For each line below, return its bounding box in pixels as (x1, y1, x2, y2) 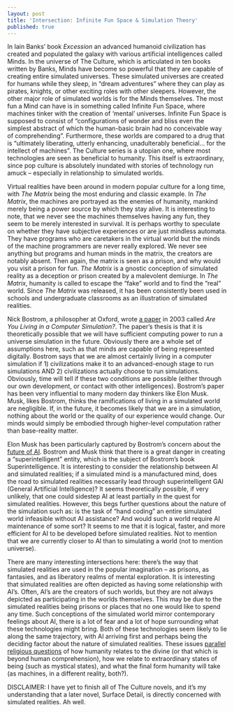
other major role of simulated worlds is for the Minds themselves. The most (7, 95, 224, 103)
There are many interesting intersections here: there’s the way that (7, 558, 198, 566)
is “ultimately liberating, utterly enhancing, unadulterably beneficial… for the (7, 139, 226, 148)
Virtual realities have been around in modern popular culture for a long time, (7, 183, 226, 191)
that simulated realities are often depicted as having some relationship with (7, 580, 223, 589)
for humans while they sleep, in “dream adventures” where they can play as (7, 80, 225, 88)
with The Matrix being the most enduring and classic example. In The (7, 190, 207, 198)
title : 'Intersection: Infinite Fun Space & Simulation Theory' (7, 17, 198, 24)
